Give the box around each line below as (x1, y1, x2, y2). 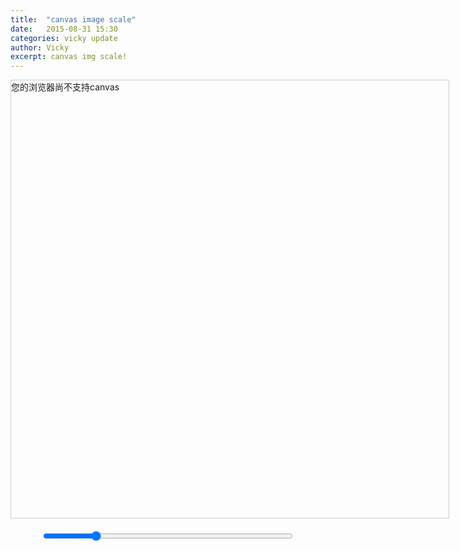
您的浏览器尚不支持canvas (11, 81, 120, 93)
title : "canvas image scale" (10, 14, 137, 25)
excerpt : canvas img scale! (10, 52, 128, 62)
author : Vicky (10, 42, 70, 53)
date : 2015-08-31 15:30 (10, 24, 118, 34)
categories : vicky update (10, 33, 118, 43)
